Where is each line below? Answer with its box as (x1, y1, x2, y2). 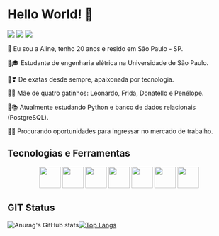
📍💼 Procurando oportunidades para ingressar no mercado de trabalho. (7, 127, 214, 135)
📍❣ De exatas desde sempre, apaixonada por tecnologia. (7, 74, 174, 84)
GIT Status (7, 202, 55, 214)
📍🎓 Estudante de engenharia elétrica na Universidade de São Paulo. (7, 58, 209, 67)
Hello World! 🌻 (7, 6, 94, 23)
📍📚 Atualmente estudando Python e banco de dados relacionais (7, 103, 196, 111)
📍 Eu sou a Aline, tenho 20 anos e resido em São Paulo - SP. (7, 44, 184, 52)
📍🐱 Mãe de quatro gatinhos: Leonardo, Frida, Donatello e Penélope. (7, 89, 204, 97)
